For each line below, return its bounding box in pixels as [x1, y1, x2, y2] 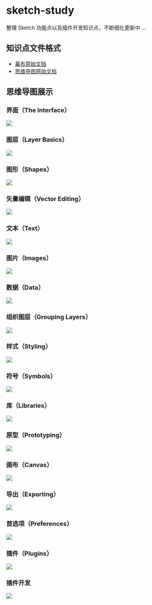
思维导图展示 [6, 87, 53, 97]
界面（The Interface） [6, 106, 71, 114]
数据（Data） [6, 283, 45, 291]
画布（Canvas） [6, 460, 53, 469]
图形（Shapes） [6, 165, 53, 173]
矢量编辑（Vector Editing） [6, 194, 85, 203]
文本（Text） [6, 224, 44, 232]
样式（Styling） [6, 342, 52, 350]
